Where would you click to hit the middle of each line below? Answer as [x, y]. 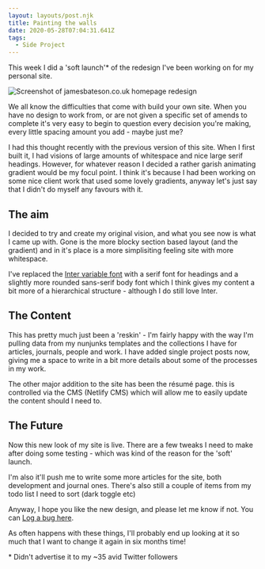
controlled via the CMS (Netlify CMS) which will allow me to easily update [128, 392]
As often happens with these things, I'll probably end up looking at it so [124, 533]
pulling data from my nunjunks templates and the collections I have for [123, 343]
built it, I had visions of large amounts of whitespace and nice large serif [126, 156]
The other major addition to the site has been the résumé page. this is [121, 384]
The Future [36, 426]
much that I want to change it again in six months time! [97, 541]
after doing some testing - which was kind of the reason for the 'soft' [121, 453]
